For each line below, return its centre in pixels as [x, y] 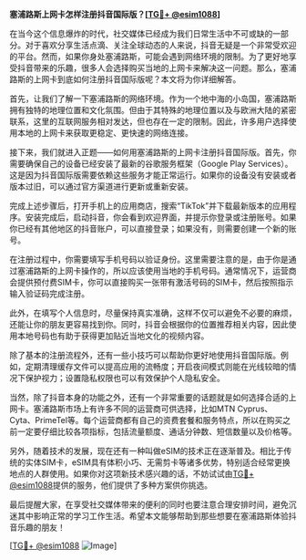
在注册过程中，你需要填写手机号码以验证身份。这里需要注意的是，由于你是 [149, 259]
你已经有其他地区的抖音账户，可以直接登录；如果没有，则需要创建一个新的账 [153, 228]
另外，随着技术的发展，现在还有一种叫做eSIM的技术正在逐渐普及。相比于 [147, 451]
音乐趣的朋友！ [37, 527]
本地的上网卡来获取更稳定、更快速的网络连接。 [105, 133]
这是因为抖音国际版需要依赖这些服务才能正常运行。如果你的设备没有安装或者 [153, 175]
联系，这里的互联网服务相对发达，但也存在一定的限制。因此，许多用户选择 [149, 121]
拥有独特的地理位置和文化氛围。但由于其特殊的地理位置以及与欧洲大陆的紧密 [153, 110]
